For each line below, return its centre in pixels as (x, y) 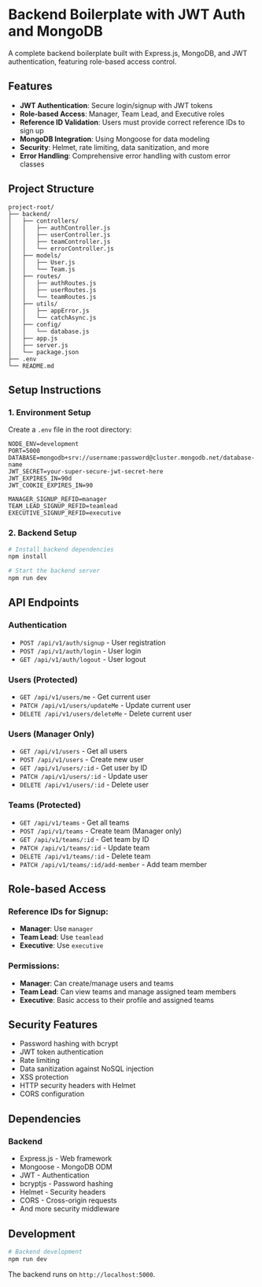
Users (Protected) (43, 679)
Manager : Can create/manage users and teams (97, 983)
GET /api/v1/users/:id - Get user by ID (83, 768)
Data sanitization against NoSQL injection (87, 1069)
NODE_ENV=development (44, 444)
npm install (28, 557)
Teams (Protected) (44, 805)
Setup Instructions (55, 389)
